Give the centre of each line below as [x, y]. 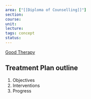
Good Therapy [20, 52]
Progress [22, 90]
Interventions [26, 85]
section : [14, 15]
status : [13, 38]
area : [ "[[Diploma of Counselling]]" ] [46, 10]
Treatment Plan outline [42, 68]
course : [13, 19]
